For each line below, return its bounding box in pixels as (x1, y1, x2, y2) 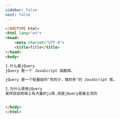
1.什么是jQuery (5, 63, 35, 68)
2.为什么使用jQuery (5, 87, 43, 92)
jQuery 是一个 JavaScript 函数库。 (5, 68, 75, 73)
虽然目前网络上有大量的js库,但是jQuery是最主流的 (5, 91, 98, 96)
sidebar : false (5, 7, 37, 13)
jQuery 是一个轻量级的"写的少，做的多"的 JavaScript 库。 (5, 77, 117, 83)
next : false (5, 12, 30, 17)
